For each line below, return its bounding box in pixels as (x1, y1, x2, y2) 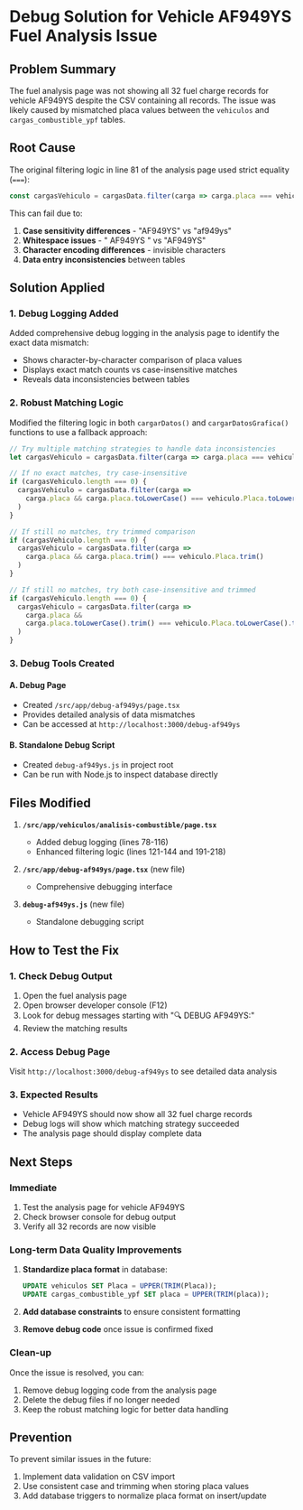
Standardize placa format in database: (22, 1264, 169, 1275)
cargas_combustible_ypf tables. (9, 115, 126, 125)
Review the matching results (22, 1022, 128, 1033)
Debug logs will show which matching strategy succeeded (22, 1118, 240, 1130)
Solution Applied (9, 280, 106, 295)
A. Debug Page (9, 679, 67, 690)
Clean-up (9, 1347, 52, 1359)
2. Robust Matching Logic (9, 396, 124, 409)
